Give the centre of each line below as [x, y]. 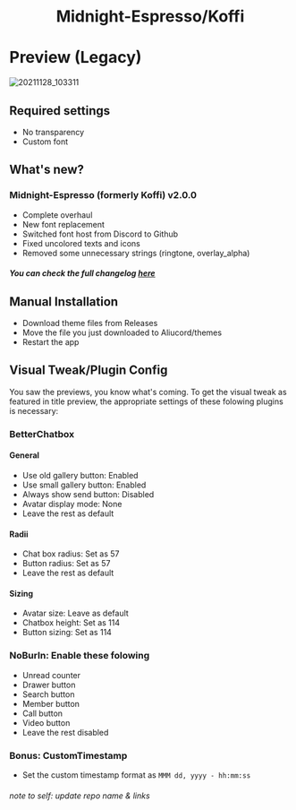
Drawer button [49, 685]
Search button [48, 694]
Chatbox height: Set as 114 [71, 623]
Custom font [45, 142]
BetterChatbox [42, 434]
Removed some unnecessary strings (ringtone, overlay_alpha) [136, 253]
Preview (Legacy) [76, 58]
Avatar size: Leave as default [76, 613]
